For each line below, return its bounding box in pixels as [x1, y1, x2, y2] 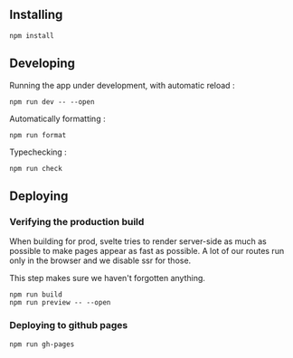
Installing [9, 7, 63, 23]
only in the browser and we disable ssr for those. [9, 255, 192, 266]
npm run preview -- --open [9, 298, 111, 307]
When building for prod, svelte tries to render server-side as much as [9, 236, 267, 247]
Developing [9, 56, 75, 71]
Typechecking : [9, 146, 68, 157]
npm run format [9, 130, 67, 139]
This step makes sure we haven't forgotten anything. [9, 273, 206, 284]
